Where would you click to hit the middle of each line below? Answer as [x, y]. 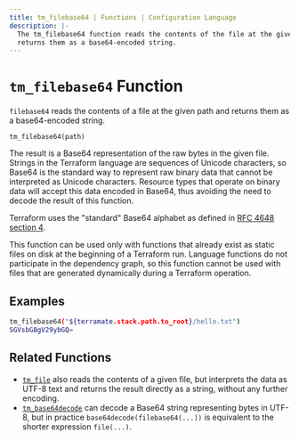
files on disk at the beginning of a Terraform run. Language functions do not [148, 254]
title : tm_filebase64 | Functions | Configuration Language [123, 17]
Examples [37, 301]
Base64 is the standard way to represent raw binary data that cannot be [141, 172]
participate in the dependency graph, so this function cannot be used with [145, 264]
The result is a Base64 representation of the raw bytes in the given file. [139, 153]
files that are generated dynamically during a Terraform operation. [130, 274]
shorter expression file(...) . [77, 426]
